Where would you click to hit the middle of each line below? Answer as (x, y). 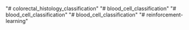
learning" (17, 21)
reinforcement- (165, 15)
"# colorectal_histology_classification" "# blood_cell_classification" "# (91, 9)
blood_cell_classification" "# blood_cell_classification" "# (75, 15)
